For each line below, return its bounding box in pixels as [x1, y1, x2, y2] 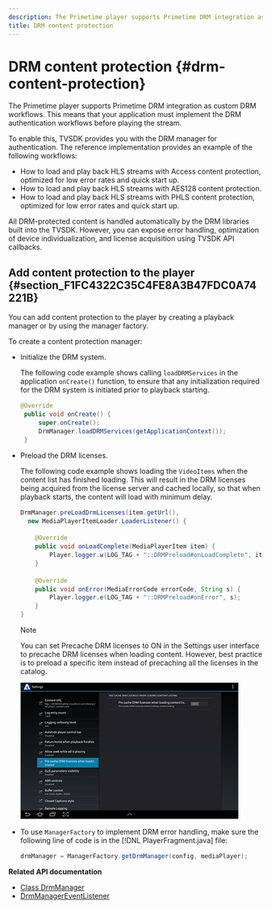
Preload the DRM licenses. [19, 450, 109, 460]
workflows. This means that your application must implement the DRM [8, 110, 242, 119]
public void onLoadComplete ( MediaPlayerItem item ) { [35, 542, 216, 551]
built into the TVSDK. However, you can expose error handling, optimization [8, 225, 260, 235]
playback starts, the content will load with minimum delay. [19, 492, 213, 501]
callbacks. [8, 242, 43, 252]
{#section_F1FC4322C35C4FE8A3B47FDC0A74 [8, 279, 256, 292]
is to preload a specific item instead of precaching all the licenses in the [19, 658, 259, 668]
